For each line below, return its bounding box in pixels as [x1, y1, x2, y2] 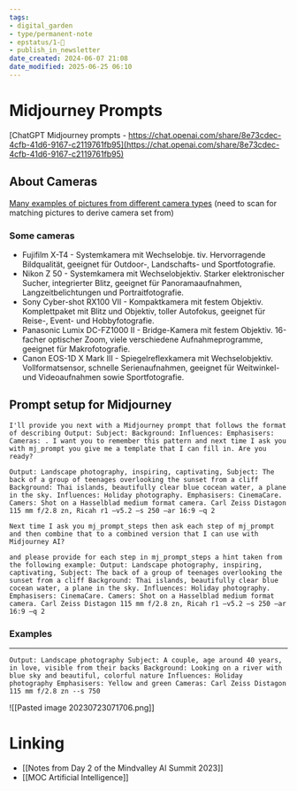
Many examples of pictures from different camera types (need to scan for [9, 198, 277, 208]
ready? [9, 452, 34, 461]
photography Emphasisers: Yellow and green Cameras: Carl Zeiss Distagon [9, 679, 287, 688]
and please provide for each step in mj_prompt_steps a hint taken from [9, 553, 283, 562]
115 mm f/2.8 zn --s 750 [9, 687, 101, 696]
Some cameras [9, 229, 75, 242]
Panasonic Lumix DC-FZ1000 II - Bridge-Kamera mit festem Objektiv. [21, 324, 273, 335]
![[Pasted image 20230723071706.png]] [9, 702, 155, 713]
